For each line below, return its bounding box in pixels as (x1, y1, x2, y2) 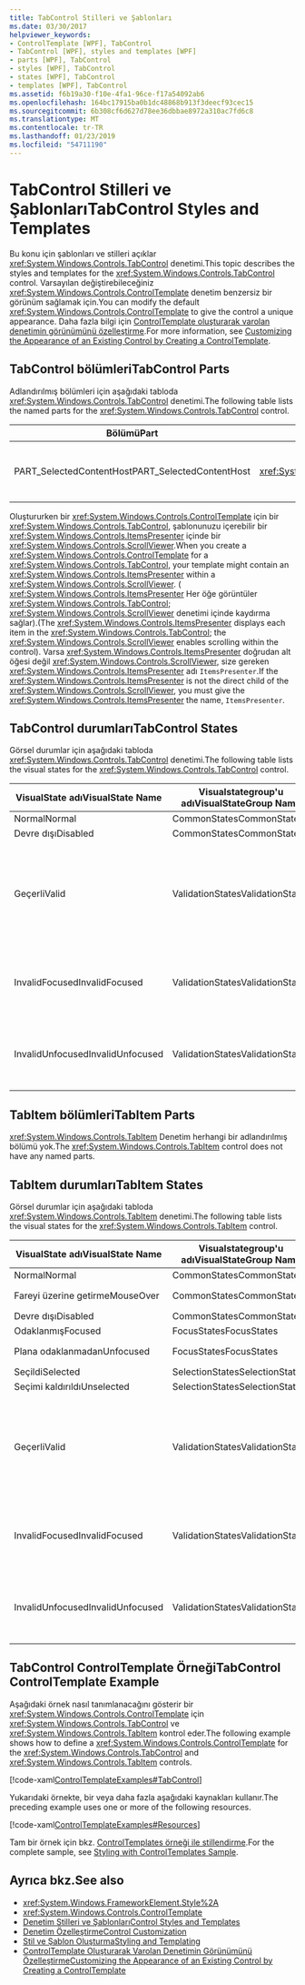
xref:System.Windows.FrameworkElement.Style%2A (22, 1897, 220, 1908)
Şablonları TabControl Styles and (9, 198, 260, 219)
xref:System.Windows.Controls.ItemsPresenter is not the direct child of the (9, 675, 289, 686)
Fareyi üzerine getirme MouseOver (14, 1289, 160, 1302)
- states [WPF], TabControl (9, 73, 116, 82)
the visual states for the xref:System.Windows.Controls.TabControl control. (9, 764, 289, 775)
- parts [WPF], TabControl (9, 55, 112, 65)
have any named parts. (9, 1151, 95, 1162)
